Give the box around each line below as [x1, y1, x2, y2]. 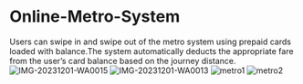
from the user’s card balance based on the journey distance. [9, 55, 236, 66]
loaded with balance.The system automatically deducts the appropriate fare [9, 45, 294, 56]
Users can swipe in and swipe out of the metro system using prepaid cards [9, 36, 292, 47]
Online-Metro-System [9, 6, 181, 27]
